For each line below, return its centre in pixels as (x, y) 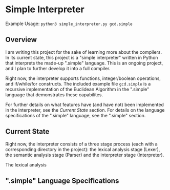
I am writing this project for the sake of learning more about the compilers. (84, 52)
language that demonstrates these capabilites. (54, 94)
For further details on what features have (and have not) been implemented (84, 104)
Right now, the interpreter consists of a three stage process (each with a (81, 144)
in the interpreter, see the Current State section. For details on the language (85, 110)
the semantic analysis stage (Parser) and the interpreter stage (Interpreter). (85, 155)
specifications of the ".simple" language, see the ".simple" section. (76, 115)
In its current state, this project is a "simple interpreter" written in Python (82, 57)
